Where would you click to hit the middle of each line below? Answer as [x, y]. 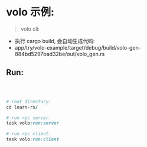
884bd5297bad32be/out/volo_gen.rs [60, 54]
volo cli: [30, 29]
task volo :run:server [33, 123]
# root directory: [29, 102]
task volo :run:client [33, 139]
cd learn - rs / [22, 107]
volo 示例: [30, 12]
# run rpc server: [29, 118]
